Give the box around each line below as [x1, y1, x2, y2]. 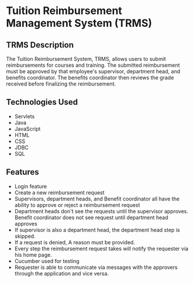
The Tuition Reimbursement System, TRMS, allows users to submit [6, 56, 167, 62]
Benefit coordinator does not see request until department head [14, 214, 168, 221]
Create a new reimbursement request [14, 189, 105, 196]
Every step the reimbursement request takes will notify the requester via [14, 245, 189, 252]
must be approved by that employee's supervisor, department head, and [6, 68, 181, 74]
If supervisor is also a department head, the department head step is [14, 226, 180, 233]
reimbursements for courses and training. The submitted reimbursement [6, 62, 180, 69]
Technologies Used [6, 97, 78, 107]
